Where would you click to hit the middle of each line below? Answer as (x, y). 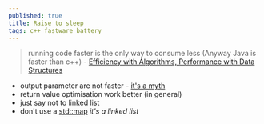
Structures (45, 70)
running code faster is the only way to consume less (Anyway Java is (142, 54)
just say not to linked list (60, 103)
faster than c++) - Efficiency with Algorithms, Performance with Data (141, 62)
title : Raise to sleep (46, 23)
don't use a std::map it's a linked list (79, 111)
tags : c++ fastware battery (55, 30)
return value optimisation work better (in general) (101, 94)
